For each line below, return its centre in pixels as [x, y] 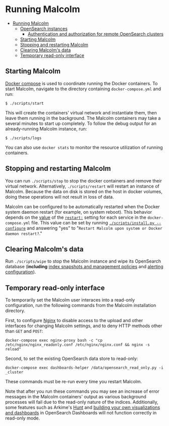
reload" [13, 349]
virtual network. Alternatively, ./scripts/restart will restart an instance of [82, 186]
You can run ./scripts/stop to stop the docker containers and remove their [84, 180]
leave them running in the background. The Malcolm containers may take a [83, 118]
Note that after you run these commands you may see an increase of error [82, 391]
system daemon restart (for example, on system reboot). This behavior [79, 212]
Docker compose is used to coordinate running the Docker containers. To [81, 83]
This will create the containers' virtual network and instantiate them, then [81, 112]
